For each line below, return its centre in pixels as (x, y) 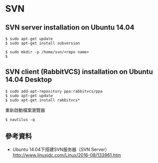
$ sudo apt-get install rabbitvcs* (43, 100)
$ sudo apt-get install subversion (43, 43)
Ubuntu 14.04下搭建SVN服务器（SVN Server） (61, 149)
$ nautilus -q (20, 119)
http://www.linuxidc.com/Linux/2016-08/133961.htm (67, 155)
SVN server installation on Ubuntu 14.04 (70, 27)
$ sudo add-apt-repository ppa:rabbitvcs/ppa (54, 91)
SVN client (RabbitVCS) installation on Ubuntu (79, 72)
